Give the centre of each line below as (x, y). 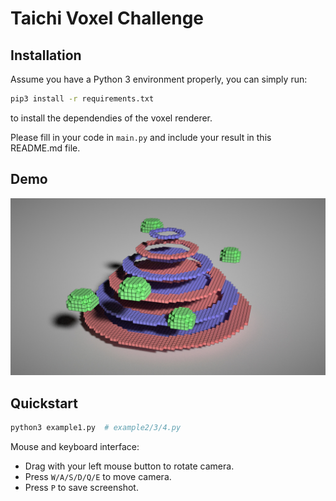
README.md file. (45, 148)
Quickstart (44, 403)
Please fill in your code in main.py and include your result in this (141, 137)
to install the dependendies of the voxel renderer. (111, 118)
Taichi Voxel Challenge (107, 18)
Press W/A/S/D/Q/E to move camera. (98, 476)
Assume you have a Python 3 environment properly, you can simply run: (159, 79)
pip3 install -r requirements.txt (82, 99)
